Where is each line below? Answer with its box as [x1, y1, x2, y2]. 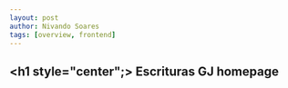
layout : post [9, 13, 59, 23]
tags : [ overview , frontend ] [9, 30, 117, 39]
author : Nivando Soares [9, 22, 100, 31]
